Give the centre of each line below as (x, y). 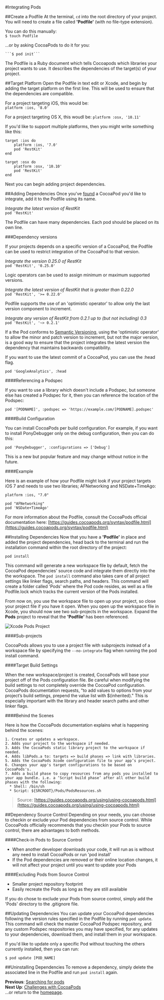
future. (12, 462)
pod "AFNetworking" (25, 504)
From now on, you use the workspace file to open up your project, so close (81, 601)
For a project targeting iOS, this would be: (47, 103)
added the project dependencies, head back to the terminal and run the (77, 542)
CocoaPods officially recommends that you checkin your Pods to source (78, 825)
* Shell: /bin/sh (27, 786)
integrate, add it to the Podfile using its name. (51, 199)
